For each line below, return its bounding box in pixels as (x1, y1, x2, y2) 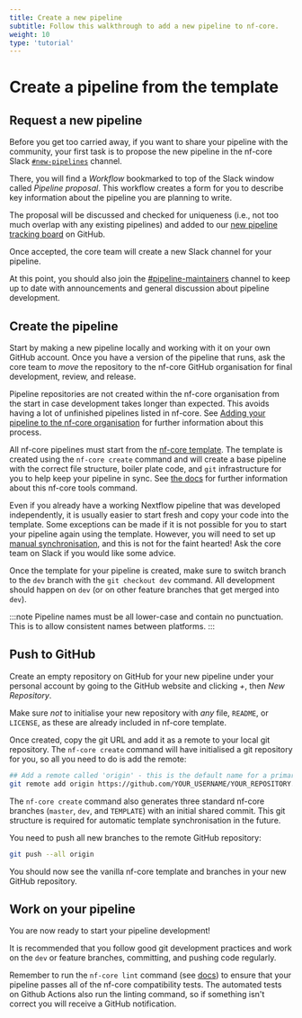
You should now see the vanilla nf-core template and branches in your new (9, 866, 287, 877)
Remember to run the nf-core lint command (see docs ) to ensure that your (9, 969, 292, 981)
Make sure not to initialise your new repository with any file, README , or (9, 707, 269, 718)
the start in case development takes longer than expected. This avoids (9, 398, 270, 410)
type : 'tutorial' (9, 38, 75, 48)
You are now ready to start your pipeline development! (9, 925, 211, 936)
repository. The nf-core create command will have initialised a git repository (9, 743, 294, 754)
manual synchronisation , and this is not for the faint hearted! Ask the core (9, 538, 281, 549)
